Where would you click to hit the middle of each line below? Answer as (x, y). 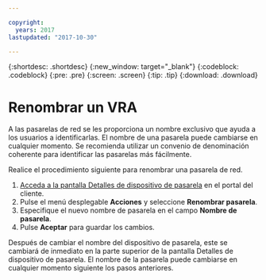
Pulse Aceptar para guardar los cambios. (87, 228)
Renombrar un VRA (73, 107)
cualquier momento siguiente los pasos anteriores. (91, 268)
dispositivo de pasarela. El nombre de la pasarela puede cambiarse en (123, 259)
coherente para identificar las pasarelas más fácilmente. (100, 155)
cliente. (32, 194)
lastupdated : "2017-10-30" (53, 37)
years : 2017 (35, 30)
